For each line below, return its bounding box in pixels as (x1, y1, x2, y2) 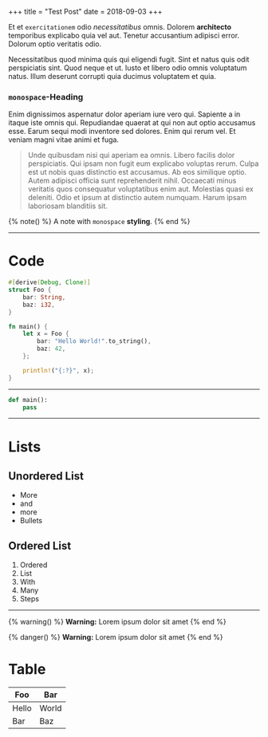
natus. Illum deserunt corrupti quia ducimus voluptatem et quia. (8, 72, 217, 81)
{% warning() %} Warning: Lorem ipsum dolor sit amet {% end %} (8, 617, 227, 627)
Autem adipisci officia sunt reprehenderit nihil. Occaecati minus (27, 175, 237, 186)
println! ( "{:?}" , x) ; (22, 366, 94, 374)
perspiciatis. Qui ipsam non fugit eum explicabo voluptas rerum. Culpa (27, 159, 259, 168)
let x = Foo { (22, 330, 69, 338)
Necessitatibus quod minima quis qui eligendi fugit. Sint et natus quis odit (8, 55, 250, 64)
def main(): (8, 396, 48, 404)
